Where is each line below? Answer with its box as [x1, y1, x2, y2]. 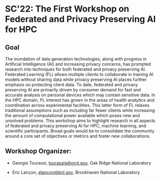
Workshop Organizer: [5, 147, 72, 155]
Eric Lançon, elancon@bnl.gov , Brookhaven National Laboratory [12, 169, 140, 175]
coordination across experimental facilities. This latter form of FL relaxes [5, 103, 150, 108]
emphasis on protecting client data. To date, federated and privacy [5, 82, 138, 88]
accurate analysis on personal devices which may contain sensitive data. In [5, 92, 156, 98]
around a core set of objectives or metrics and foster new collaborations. [5, 133, 151, 139]
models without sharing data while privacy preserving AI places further [5, 76, 147, 82]
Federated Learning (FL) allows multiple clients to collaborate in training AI [5, 72, 154, 77]
